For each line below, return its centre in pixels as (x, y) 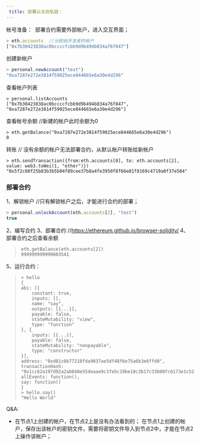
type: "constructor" (57, 351)
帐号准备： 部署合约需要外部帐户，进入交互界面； (68, 29)
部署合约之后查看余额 (32, 238)
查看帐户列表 (22, 88)
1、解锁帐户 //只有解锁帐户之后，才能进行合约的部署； (72, 201)
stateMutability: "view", (64, 320)
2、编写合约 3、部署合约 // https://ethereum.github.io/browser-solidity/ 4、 (98, 231)
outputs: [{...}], (54, 309)
